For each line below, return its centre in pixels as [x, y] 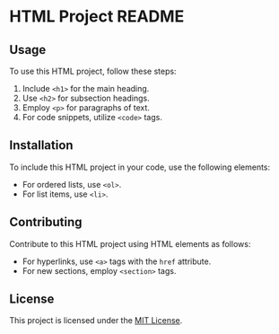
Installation [41, 145]
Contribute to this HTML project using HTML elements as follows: [130, 243]
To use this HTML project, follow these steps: [93, 71]
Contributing [46, 222]
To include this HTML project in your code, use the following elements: [140, 167]
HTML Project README [97, 17]
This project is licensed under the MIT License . [96, 321]
